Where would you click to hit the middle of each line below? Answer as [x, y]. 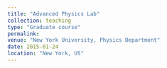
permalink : [23, 34]
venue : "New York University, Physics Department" [84, 40]
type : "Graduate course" [44, 27]
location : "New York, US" [45, 54]
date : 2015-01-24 [33, 47]
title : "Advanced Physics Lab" [54, 14]
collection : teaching [39, 21]
